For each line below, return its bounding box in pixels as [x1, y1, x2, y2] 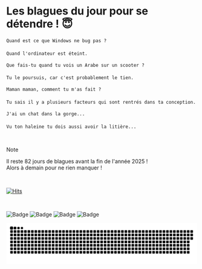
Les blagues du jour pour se [6, 4, 149, 18]
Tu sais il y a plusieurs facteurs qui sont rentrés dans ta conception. [6, 99, 197, 105]
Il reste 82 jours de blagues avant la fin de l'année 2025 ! [6, 158, 148, 165]
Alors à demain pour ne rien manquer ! [6, 164, 102, 171]
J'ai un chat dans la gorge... [6, 110, 85, 117]
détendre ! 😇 [6, 17, 73, 31]
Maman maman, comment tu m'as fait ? [6, 86, 102, 93]
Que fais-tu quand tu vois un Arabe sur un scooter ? [6, 62, 145, 68]
